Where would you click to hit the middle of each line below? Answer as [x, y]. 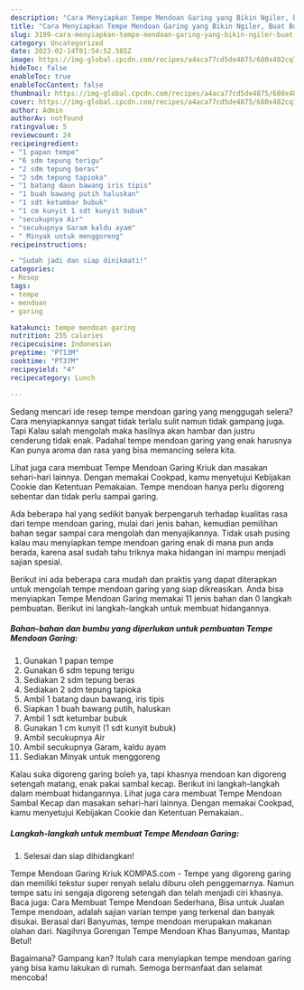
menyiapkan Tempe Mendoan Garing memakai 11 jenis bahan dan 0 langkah [151, 598]
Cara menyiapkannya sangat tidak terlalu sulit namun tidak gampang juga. [147, 421]
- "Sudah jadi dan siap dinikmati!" [79, 261]
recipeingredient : [45, 144]
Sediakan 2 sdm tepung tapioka [82, 690]
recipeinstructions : [49, 245]
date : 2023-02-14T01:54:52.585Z [71, 51]
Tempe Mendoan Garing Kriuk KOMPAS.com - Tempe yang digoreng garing [151, 873]
